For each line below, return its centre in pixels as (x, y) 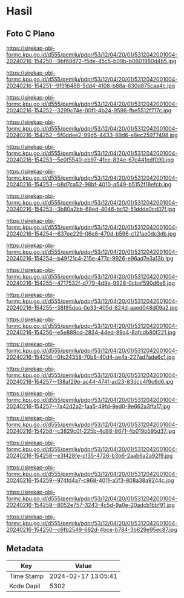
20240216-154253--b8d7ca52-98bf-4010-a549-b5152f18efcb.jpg (89, 184)
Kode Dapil (25, 586)
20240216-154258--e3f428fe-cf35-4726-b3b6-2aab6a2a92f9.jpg (90, 456)
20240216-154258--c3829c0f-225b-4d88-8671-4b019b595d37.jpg (91, 431)
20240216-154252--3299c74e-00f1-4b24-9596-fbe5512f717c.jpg (89, 110)
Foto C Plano (31, 34)
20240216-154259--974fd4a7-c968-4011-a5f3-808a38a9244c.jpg (90, 480)
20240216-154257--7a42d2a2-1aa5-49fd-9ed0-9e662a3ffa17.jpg (88, 406)
